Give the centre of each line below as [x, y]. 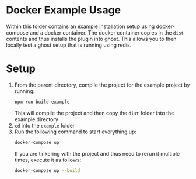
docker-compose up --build [47, 170]
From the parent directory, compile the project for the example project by [102, 85]
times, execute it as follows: [48, 160]
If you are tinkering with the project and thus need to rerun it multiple [97, 153]
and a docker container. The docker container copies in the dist [107, 32]
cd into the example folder [45, 125]
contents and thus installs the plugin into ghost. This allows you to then [91, 39]
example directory [36, 119]
